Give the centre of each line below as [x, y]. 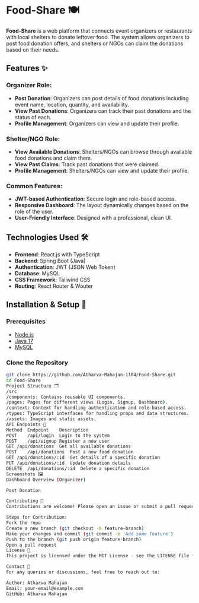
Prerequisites [26, 322]
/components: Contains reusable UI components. [66, 397]
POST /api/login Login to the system [58, 436]
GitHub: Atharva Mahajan [37, 594]
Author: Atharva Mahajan [37, 583]
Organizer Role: [29, 85]
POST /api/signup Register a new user [58, 441]
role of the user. [34, 212]
